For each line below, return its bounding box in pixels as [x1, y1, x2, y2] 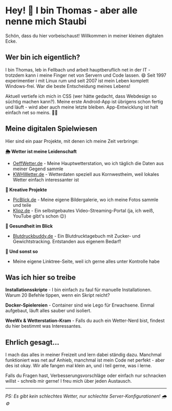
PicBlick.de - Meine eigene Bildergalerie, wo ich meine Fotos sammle [12, 196, 159, 203]
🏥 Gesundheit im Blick [5, 223, 53, 229]
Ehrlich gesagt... [5, 338, 60, 347]
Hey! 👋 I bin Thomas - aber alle [5, 5, 138, 16]
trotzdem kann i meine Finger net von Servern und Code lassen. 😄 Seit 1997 [5, 72, 166, 78]
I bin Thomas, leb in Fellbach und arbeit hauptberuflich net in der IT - [5, 66, 150, 73]
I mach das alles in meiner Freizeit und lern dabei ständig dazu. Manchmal [5, 352, 162, 358]
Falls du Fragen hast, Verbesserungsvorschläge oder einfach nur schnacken [5, 372, 166, 379]
